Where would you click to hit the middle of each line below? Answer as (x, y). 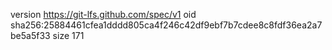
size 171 (68, 35)
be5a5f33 (30, 35)
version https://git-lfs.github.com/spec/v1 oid (103, 14)
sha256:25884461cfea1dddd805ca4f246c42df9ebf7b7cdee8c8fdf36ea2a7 (166, 25)
